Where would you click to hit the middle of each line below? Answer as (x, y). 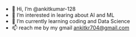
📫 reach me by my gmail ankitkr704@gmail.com (71, 28)
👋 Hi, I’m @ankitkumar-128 (44, 9)
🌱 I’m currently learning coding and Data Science (71, 21)
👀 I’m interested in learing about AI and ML (63, 15)
